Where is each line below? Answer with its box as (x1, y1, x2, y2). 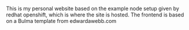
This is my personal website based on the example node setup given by (6, 5, 180, 12)
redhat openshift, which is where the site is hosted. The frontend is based (6, 11, 184, 18)
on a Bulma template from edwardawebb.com (6, 18, 117, 24)
